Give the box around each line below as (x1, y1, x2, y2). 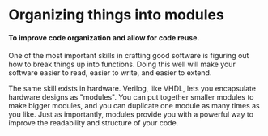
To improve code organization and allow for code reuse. (8, 32, 200, 42)
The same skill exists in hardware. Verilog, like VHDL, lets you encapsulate (8, 83, 257, 94)
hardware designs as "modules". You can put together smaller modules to (8, 92, 254, 102)
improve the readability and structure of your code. (8, 118, 179, 128)
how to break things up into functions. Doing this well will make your (8, 59, 236, 70)
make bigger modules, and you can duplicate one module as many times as (8, 101, 261, 111)
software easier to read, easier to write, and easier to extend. (8, 68, 212, 78)
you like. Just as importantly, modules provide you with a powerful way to (8, 109, 253, 119)
